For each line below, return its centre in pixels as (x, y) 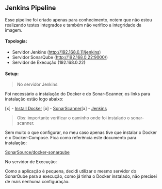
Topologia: (16, 41)
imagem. (14, 30)
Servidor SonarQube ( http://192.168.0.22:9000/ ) (60, 57)
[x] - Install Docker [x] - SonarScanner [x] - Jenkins (56, 109)
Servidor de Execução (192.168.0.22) (49, 62)
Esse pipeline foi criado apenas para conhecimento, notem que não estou (79, 19)
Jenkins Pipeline (31, 8)
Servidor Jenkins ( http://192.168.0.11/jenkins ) (56, 52)
